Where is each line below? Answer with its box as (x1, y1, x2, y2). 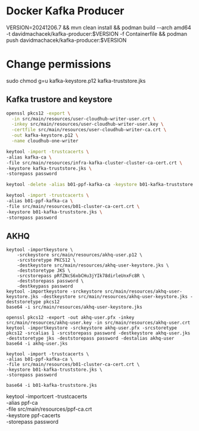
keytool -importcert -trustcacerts (6, 393, 88, 400)
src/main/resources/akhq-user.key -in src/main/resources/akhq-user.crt (6, 320, 191, 326)
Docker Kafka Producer (6, 4, 125, 18)
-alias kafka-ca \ (6, 154, 52, 160)
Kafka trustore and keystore (6, 94, 113, 105)
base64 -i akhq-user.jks (6, 341, 68, 347)
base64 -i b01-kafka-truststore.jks (6, 383, 97, 389)
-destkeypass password (17, 283, 73, 290)
